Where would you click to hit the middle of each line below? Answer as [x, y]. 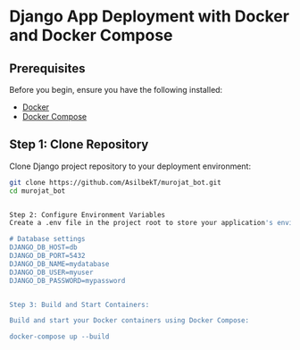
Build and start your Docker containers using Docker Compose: [129, 321]
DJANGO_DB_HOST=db [43, 247]
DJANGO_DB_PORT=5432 [48, 256]
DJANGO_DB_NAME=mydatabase [59, 264]
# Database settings [48, 239]
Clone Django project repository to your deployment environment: [130, 166]
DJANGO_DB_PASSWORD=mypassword [67, 280]
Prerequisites [47, 68]
